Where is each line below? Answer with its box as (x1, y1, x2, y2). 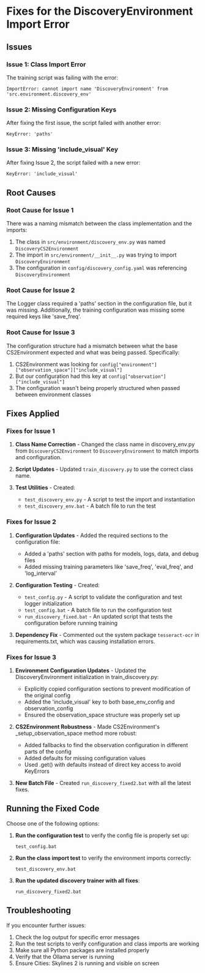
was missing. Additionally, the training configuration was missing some (6, 306, 185, 314)
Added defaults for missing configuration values (24, 754, 146, 762)
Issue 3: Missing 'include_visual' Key (6, 145, 118, 154)
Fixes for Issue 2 (6, 517, 56, 526)
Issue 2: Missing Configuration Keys (6, 105, 117, 114)
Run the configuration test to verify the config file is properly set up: (15, 832, 190, 839)
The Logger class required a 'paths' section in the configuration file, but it (6, 300, 192, 307)
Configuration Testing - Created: (15, 581, 100, 588)
